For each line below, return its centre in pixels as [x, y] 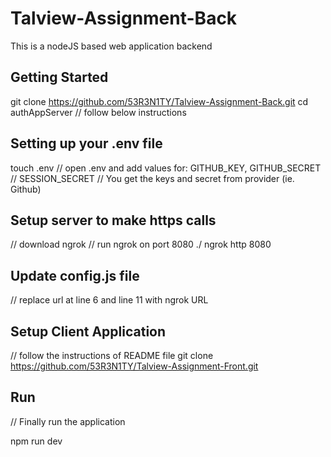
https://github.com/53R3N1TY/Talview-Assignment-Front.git [134, 366]
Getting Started [59, 77]
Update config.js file [75, 275]
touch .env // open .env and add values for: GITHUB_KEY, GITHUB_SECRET [166, 168]
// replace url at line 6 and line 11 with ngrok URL [109, 300]
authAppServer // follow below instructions [98, 112]
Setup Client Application [88, 331]
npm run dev [36, 441]
